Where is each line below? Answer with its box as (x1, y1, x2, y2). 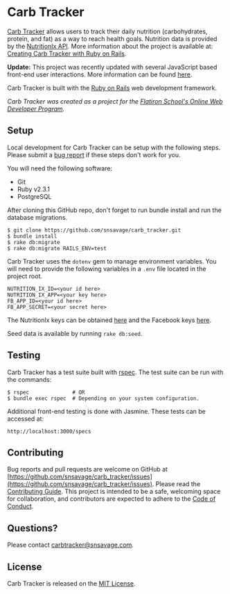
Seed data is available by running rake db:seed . (7, 329, 143, 337)
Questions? (7, 522, 58, 534)
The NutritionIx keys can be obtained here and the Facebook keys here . (7, 316, 211, 324)
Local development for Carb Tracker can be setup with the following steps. (7, 143, 221, 152)
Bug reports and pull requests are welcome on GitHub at (7, 465, 168, 474)
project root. (7, 272, 43, 280)
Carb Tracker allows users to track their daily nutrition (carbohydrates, (7, 27, 208, 35)
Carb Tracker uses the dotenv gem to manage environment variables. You (7, 257, 217, 265)
